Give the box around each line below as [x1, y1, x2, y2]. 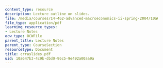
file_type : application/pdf [5, 20, 62, 25]
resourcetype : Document [5, 47, 53, 52]
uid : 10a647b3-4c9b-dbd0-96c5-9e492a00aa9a [5, 56, 95, 61]
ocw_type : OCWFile [5, 34, 42, 39]
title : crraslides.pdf [5, 51, 51, 57]
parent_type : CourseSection [5, 43, 62, 47]
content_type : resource [5, 7, 53, 12]
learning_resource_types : [5, 25, 57, 30]
